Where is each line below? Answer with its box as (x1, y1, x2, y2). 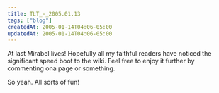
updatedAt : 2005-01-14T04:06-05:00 (7, 30, 113, 37)
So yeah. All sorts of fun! (7, 78, 80, 87)
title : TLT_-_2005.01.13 (7, 10, 81, 18)
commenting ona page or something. (7, 64, 116, 73)
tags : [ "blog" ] (7, 17, 52, 24)
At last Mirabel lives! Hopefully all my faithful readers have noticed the (7, 49, 212, 58)
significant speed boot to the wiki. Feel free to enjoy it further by (7, 57, 195, 66)
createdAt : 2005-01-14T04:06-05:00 (7, 23, 113, 30)
